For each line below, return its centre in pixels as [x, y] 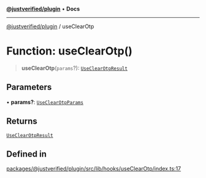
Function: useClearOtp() [70, 51]
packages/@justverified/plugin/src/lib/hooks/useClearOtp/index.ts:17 [94, 169]
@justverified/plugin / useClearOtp [50, 26]
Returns [22, 121]
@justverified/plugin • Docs [43, 9]
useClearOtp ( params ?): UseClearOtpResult [74, 68]
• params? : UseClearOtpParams [45, 102]
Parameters [29, 87]
